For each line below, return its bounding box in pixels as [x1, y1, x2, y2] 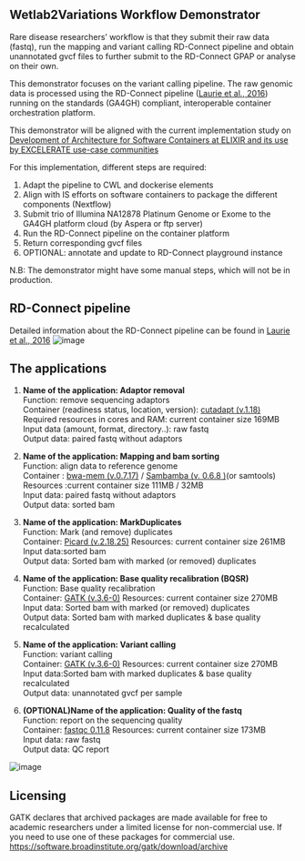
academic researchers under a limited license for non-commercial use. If [9, 822, 282, 833]
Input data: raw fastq [22, 734, 101, 745]
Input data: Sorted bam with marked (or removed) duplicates [22, 603, 250, 613]
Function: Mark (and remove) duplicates [22, 527, 173, 538]
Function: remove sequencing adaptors [22, 395, 170, 406]
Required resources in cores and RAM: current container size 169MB [22, 414, 280, 425]
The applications [9, 361, 107, 377]
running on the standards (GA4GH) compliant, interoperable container [9, 97, 271, 108]
